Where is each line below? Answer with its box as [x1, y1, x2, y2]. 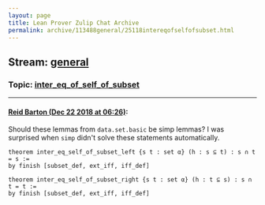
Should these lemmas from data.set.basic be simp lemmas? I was [8, 125, 225, 134]
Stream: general [8, 55, 89, 69]
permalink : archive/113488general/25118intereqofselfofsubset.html [8, 26, 235, 34]
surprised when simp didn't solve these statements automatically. [8, 133, 220, 143]
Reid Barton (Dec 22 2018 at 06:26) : [8, 107, 129, 117]
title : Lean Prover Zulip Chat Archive [8, 19, 140, 27]
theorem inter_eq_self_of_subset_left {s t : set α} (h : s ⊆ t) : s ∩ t [8, 148, 256, 156]
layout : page [8, 11, 51, 20]
